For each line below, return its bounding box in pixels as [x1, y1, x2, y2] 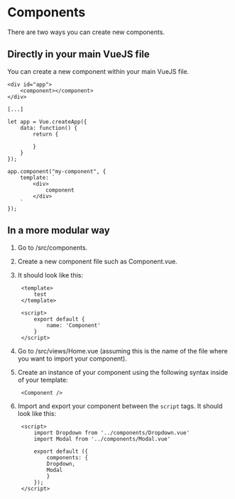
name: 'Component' [46, 322, 101, 329]
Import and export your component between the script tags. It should [17, 402, 223, 410]
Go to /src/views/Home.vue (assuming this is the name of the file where [17, 346, 229, 355]
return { [33, 131, 59, 138]
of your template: [17, 375, 69, 384]
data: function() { [20, 124, 78, 131]
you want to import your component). [17, 354, 128, 363]
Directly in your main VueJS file [7, 48, 151, 60]
